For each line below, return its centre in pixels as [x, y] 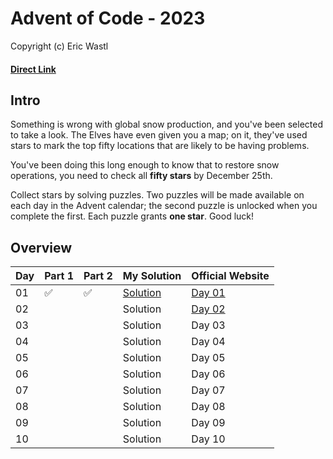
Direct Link [33, 69]
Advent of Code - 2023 [108, 18]
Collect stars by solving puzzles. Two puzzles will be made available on [157, 195]
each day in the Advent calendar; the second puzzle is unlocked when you [164, 206]
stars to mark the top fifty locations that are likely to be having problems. [160, 146]
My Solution [152, 276]
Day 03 [208, 325]
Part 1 [59, 276]
